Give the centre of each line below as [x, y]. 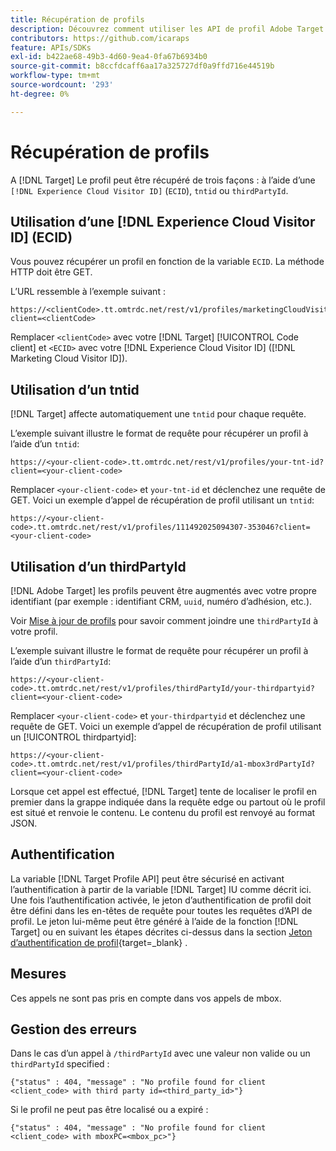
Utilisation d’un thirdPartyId [98, 566]
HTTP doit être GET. [51, 272]
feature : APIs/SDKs [51, 47]
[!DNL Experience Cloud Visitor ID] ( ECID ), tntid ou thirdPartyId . [149, 190]
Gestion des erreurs [73, 1029]
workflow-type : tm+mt [55, 76]
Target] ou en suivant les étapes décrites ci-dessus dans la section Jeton [161, 932]
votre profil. [34, 631]
